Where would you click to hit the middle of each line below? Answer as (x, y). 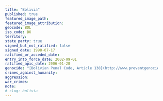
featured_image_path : (27, 18)
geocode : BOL (18, 28)
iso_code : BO (18, 32)
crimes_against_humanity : (31, 73)
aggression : (17, 77)
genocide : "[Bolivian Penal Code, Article (49, 68)
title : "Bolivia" (23, 9)
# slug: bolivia (21, 91)
